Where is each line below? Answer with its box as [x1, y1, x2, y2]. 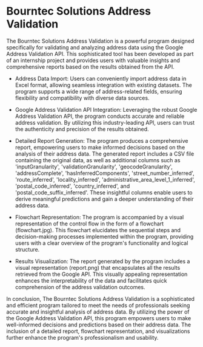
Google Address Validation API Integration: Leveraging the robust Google [15, 106, 198, 113]
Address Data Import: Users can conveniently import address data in [15, 75, 187, 82]
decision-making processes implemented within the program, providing [15, 233, 194, 240]
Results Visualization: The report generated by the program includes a [15, 257, 190, 265]
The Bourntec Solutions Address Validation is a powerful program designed [6, 37, 195, 44]
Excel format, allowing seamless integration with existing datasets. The [15, 81, 192, 89]
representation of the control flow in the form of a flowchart [15, 220, 164, 227]
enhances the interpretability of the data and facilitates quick [15, 277, 167, 284]
